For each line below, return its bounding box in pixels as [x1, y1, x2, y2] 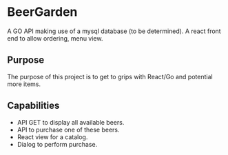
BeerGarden [7, 4, 78, 20]
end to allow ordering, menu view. [7, 34, 103, 42]
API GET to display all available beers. [17, 118, 125, 126]
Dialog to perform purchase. [17, 140, 98, 148]
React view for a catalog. [17, 132, 88, 141]
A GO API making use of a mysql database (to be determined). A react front [7, 27, 222, 35]
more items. [7, 80, 41, 88]
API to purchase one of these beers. [17, 125, 120, 134]
